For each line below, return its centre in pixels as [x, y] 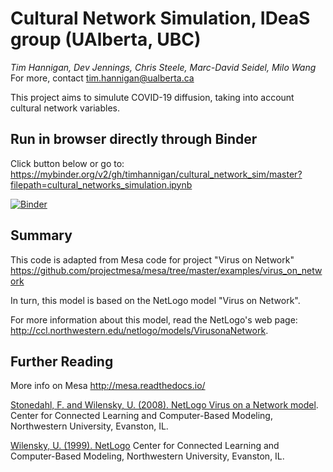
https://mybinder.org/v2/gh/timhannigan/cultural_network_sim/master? [156, 174]
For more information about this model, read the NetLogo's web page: [154, 319]
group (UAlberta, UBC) [106, 39]
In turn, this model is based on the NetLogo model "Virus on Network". [155, 300]
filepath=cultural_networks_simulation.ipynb [101, 184]
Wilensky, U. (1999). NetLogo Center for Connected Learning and [145, 446]
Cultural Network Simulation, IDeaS [160, 18]
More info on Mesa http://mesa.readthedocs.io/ [108, 386]
